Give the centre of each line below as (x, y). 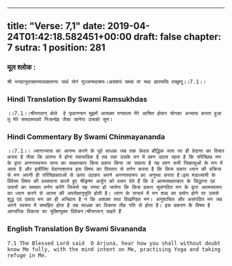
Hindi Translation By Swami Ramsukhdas (77, 99)
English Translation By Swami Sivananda (77, 229)
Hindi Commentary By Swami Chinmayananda (86, 137)
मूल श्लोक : (21, 68)
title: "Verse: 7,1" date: (56, 26)
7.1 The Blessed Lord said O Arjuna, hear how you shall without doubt (114, 243)
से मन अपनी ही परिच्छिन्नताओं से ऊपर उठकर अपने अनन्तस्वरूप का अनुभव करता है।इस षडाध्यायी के (112, 175)
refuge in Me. (28, 255)
